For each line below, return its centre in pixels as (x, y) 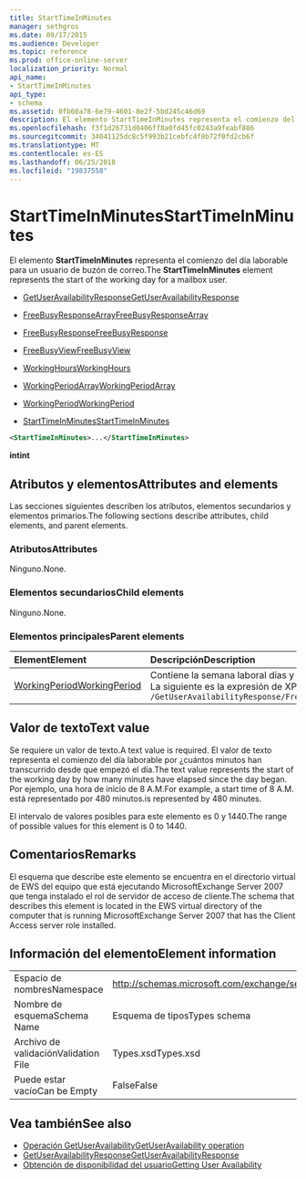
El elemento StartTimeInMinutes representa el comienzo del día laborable (149, 260)
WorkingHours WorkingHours (76, 368)
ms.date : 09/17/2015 (49, 35)
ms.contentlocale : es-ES (56, 153)
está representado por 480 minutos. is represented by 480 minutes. (136, 798)
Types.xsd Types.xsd (156, 1053)
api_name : (28, 78)
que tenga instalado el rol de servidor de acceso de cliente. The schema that (152, 896)
